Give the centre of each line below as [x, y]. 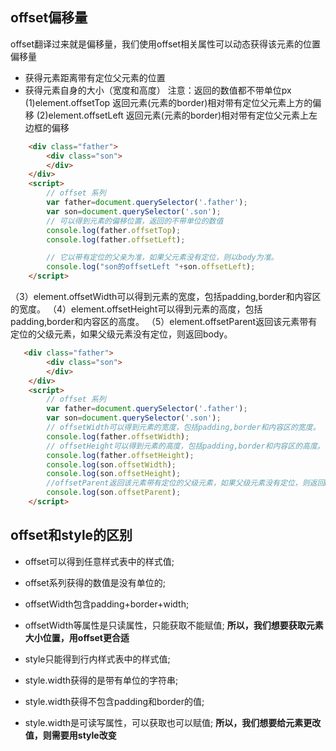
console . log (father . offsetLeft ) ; [116, 239]
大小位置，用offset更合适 [77, 637]
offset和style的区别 [71, 535]
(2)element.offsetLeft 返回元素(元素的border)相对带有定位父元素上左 [177, 115]
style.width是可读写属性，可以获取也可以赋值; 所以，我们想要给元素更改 [173, 722]
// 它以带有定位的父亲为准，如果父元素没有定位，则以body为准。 [162, 258]
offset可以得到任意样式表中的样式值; [99, 561]
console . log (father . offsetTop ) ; [114, 230]
